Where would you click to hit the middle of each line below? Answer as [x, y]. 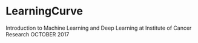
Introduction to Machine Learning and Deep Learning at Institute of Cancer [99, 28]
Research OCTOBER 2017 [38, 34]
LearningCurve [44, 11]
